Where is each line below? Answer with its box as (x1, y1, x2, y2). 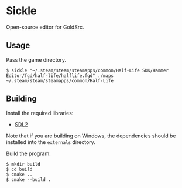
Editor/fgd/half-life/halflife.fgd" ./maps (6, 72, 114, 79)
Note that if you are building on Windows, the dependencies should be (6, 132, 176, 139)
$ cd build (6, 166, 33, 172)
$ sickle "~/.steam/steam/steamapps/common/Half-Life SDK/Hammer (6, 68, 169, 73)
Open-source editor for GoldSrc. (6, 23, 84, 31)
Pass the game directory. (6, 56, 67, 63)
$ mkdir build (6, 161, 41, 167)
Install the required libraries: (6, 109, 74, 116)
